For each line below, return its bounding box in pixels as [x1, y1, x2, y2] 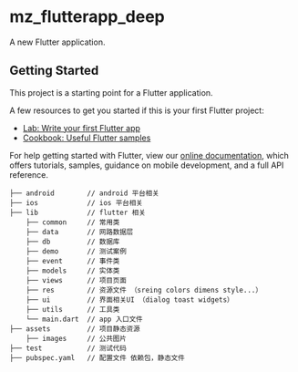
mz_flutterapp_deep [9, 6, 166, 27]
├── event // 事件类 [26, 256, 120, 265]
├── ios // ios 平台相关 [9, 198, 143, 207]
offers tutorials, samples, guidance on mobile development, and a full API [9, 160, 284, 170]
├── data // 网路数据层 [26, 227, 134, 236]
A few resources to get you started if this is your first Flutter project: [9, 105, 264, 116]
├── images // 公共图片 [26, 334, 128, 343]
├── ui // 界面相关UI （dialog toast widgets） [26, 294, 234, 305]
